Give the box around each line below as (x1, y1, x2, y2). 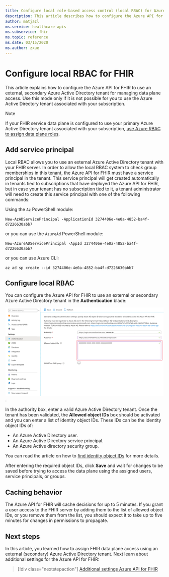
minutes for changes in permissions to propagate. (5, 517, 109, 523)
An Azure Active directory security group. (12, 443, 99, 449)
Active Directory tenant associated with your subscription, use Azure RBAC (5, 125, 161, 131)
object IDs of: (5, 423, 33, 429)
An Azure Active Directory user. (12, 432, 78, 439)
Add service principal (5, 145, 74, 154)
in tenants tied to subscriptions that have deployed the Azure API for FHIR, (5, 180, 159, 186)
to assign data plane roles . (5, 131, 60, 137)
